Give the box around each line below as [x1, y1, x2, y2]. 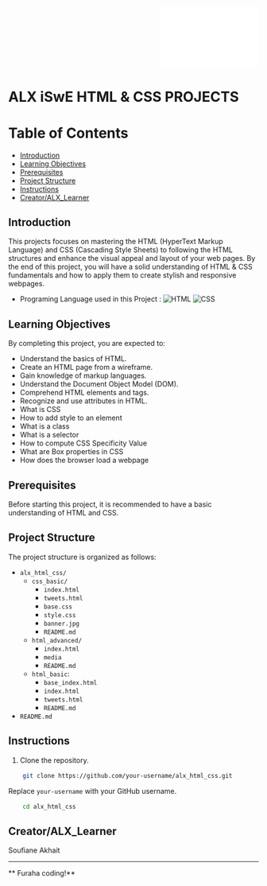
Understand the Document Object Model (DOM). [19, 379, 179, 389]
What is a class [19, 422, 70, 431]
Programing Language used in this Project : [19, 294, 161, 304]
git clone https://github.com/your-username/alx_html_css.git [22, 771, 233, 779]
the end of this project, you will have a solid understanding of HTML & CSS [8, 262, 253, 272]
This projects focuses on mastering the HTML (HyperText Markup [8, 237, 224, 247]
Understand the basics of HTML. [19, 354, 127, 363]
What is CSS [19, 405, 61, 414]
